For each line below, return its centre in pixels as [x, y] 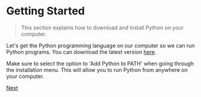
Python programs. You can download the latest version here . [81, 51]
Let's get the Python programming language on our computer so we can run [101, 46]
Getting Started [46, 11]
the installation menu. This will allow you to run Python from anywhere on [97, 69]
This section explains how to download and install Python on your [102, 28]
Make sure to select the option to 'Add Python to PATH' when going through [100, 63]
